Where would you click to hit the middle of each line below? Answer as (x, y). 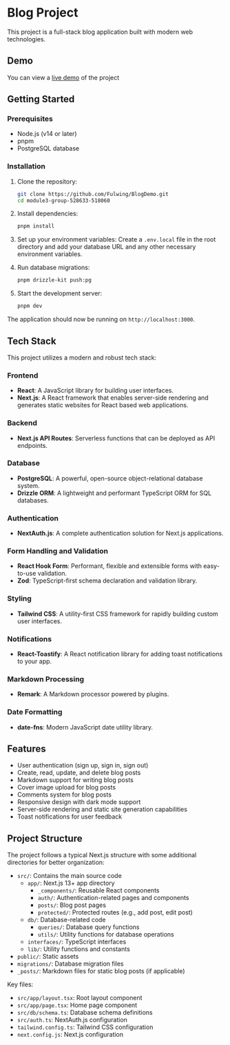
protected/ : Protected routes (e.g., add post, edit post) (115, 912)
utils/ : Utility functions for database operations (106, 935)
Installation (27, 166)
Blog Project (43, 13)
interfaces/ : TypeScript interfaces (77, 942)
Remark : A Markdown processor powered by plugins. (93, 694)
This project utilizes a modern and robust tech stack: (82, 358)
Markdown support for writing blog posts (75, 780)
